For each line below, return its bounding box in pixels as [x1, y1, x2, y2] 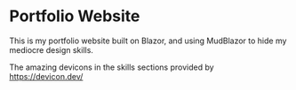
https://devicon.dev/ [9, 71, 84, 81]
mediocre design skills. [9, 44, 93, 55]
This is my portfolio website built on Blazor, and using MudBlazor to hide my [9, 35, 287, 46]
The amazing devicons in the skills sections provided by [9, 62, 215, 72]
